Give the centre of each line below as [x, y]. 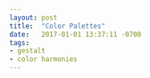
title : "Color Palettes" [57, 26]
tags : [19, 43]
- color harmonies [43, 59]
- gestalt [28, 51]
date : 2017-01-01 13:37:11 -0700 [75, 34]
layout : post [33, 17]
